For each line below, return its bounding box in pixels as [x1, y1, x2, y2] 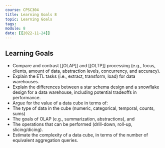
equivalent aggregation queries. [12, 137, 78, 143]
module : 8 [5, 26, 26, 31]
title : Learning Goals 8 [5, 12, 57, 17]
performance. [12, 94, 41, 100]
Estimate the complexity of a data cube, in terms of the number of [12, 131, 148, 138]
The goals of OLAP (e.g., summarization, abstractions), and [12, 116, 135, 122]
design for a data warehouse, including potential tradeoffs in [12, 89, 137, 95]
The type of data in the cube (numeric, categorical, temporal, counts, [12, 105, 155, 111]
